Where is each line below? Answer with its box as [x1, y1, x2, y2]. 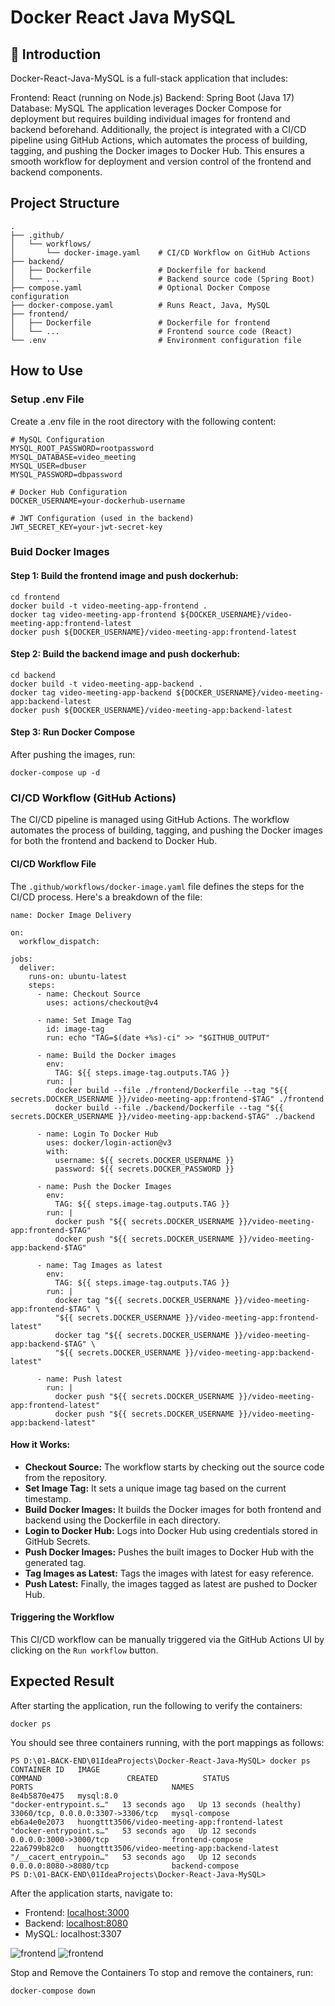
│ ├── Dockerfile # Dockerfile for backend [10, 265, 267, 275]
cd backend [10, 670, 56, 680]
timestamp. [24, 1492, 72, 1505]
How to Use [10, 362, 84, 380]
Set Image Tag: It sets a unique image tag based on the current [24, 1482, 287, 1494]
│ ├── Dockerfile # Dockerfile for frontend [10, 317, 271, 328]
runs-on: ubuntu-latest [28, 971, 128, 981]
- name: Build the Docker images [36, 1050, 177, 1060]
